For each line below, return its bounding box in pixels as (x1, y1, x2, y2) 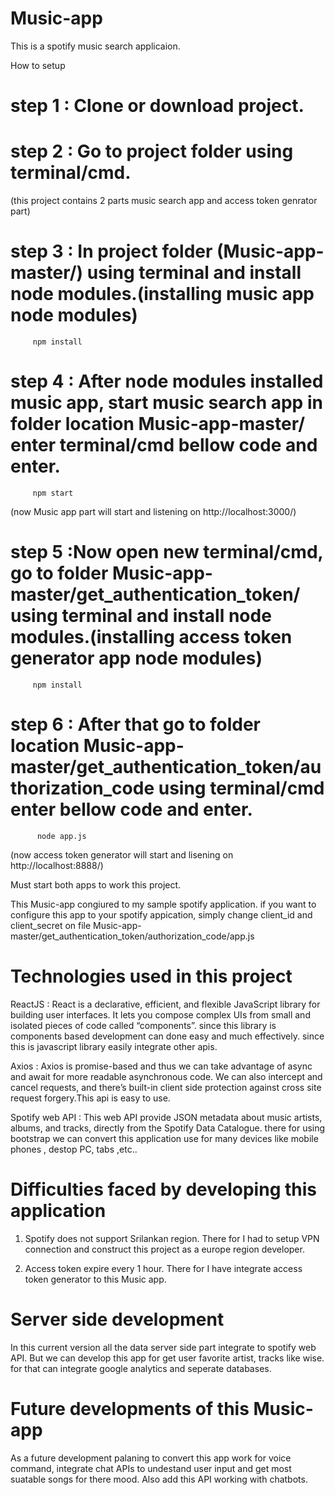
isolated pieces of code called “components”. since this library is (10, 1019, 277, 1031)
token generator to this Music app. (24, 1273, 167, 1285)
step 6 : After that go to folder (10, 713, 262, 736)
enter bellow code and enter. (10, 798, 253, 821)
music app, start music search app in (10, 392, 323, 414)
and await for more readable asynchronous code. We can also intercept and (10, 1070, 323, 1082)
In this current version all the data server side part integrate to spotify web (10, 1341, 317, 1353)
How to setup (10, 59, 66, 71)
